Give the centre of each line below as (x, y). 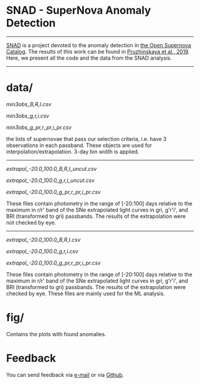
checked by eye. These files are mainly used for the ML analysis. (86, 293)
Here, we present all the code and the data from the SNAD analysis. (89, 58)
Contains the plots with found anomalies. (56, 334)
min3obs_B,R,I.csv (29, 104)
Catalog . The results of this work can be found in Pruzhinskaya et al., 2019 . (98, 51)
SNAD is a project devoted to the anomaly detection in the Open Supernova (99, 45)
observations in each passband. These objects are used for (79, 145)
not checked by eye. (31, 222)
